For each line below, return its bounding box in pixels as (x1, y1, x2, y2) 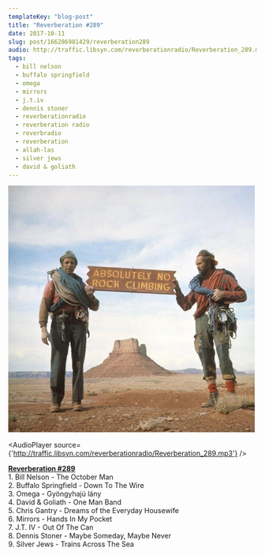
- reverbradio (15, 129, 62, 137)
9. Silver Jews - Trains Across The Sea (8, 539, 134, 549)
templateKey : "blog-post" (8, 13, 93, 21)
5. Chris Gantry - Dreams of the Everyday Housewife (8, 506, 180, 516)
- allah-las (15, 146, 55, 154)
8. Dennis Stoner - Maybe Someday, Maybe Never (8, 531, 172, 541)
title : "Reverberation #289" (8, 21, 104, 29)
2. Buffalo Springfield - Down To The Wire (8, 481, 144, 490)
